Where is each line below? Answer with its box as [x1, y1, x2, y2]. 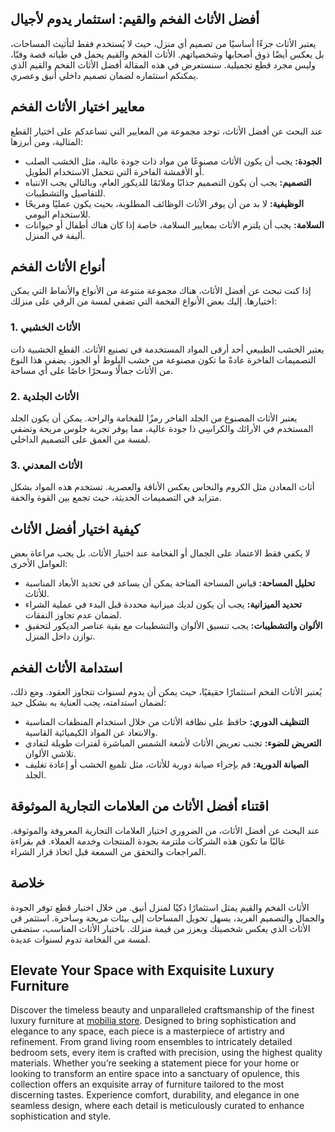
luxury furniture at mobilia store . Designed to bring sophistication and [10, 1015, 297, 1027]
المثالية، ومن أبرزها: [10, 135, 84, 147]
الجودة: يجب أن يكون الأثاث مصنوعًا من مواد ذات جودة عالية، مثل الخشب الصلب [24, 155, 322, 167]
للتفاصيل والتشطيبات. [24, 187, 106, 199]
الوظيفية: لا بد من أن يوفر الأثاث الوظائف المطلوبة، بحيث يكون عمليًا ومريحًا [24, 197, 305, 209]
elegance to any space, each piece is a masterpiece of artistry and [10, 1025, 285, 1037]
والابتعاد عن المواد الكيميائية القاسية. [24, 726, 158, 738]
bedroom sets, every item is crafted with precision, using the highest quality [10, 1047, 323, 1059]
